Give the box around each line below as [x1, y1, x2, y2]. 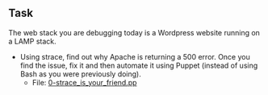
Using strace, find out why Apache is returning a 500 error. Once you [19, 52, 250, 61]
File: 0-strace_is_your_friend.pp [31, 77, 137, 87]
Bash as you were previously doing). [19, 68, 141, 79]
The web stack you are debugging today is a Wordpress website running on [8, 27, 261, 37]
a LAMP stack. [8, 36, 57, 46]
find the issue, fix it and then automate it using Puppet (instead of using [19, 60, 258, 70]
